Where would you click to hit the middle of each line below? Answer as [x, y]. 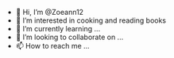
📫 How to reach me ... [52, 46]
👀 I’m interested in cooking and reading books [91, 20]
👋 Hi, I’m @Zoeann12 [50, 12]
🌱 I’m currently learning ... [58, 29]
